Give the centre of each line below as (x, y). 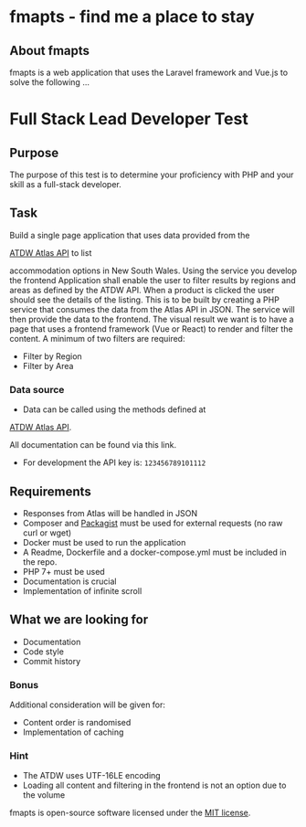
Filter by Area (48, 366)
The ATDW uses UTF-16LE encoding (92, 776)
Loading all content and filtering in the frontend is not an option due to (154, 785)
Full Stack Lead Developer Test (129, 119)
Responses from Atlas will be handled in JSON (110, 513)
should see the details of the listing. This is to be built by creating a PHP (145, 300)
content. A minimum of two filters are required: (97, 338)
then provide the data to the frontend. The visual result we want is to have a (152, 319)
